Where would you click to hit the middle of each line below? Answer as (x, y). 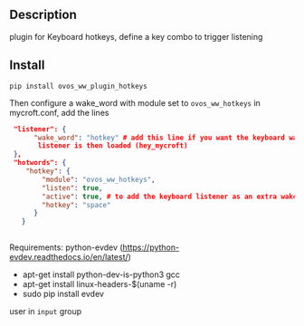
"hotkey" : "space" (76, 205)
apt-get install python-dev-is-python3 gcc (101, 274)
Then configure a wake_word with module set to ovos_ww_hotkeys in (135, 102)
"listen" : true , (72, 188)
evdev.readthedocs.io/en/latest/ (69, 257)
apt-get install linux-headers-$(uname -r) (100, 284)
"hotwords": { (40, 163)
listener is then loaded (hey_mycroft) (113, 146)
